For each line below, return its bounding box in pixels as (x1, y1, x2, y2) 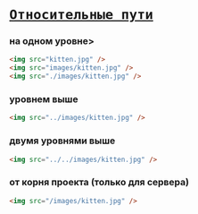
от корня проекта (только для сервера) (9, 176, 190, 189)
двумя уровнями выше (9, 134, 116, 147)
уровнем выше (9, 93, 78, 106)
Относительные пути (9, 6, 153, 23)
